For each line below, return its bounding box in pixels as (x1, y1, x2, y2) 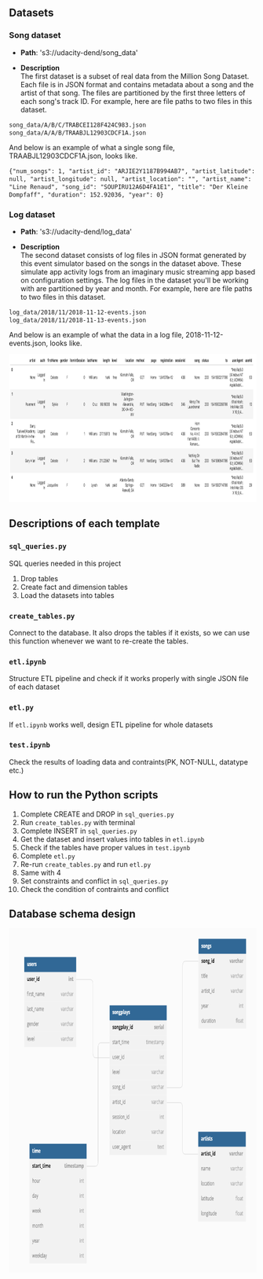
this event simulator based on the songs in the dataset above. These (20, 259, 242, 268)
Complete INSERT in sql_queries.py (20, 826, 137, 835)
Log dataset (9, 208, 56, 219)
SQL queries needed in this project (9, 558, 121, 568)
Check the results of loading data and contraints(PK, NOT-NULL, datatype (9, 757, 248, 766)
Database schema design (9, 908, 136, 921)
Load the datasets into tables (20, 590, 115, 600)
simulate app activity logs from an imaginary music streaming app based (20, 267, 256, 276)
